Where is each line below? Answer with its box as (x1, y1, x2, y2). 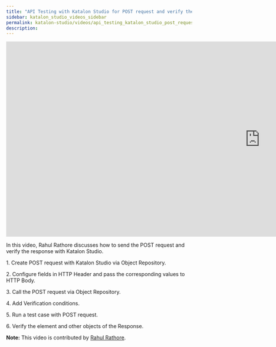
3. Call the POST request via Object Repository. (6, 289, 121, 296)
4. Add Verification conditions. (6, 300, 80, 307)
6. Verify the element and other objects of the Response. (6, 323, 144, 330)
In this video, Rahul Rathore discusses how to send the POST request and (6, 241, 185, 248)
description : (6, 25, 38, 31)
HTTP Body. (6, 277, 35, 284)
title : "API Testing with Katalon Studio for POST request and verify (6, 8, 183, 15)
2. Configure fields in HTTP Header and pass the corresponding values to (6, 271, 185, 278)
